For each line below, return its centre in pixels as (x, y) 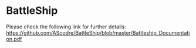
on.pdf (14, 39)
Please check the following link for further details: (66, 27)
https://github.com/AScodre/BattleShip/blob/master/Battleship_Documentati (98, 32)
